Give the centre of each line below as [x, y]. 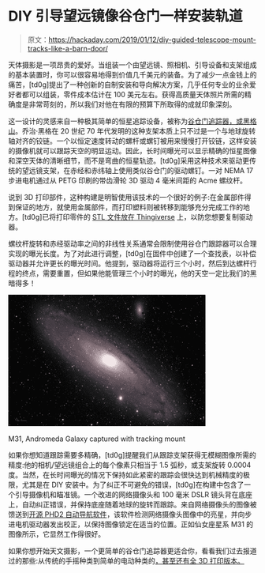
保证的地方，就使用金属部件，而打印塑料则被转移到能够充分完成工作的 [129, 207]
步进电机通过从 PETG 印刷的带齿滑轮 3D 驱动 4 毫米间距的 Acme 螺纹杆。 [127, 180]
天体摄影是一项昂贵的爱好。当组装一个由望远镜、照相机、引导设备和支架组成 [132, 65]
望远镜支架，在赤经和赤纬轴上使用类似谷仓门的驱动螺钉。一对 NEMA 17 [138, 170]
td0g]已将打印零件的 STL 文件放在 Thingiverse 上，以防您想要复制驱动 [139, 217]
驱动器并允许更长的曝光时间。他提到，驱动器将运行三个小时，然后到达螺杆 [129, 263]
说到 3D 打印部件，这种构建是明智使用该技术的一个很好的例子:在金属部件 [126, 197]
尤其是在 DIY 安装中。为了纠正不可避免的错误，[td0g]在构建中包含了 [133, 484]
